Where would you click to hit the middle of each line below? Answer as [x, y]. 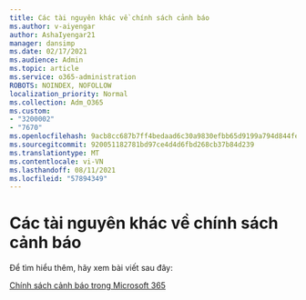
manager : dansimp [42, 43]
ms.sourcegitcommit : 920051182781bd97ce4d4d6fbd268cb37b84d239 [132, 145]
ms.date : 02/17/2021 [49, 52]
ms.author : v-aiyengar [52, 26]
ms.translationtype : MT [55, 153]
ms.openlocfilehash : [49, 136]
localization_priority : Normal [69, 94]
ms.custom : [30, 111]
